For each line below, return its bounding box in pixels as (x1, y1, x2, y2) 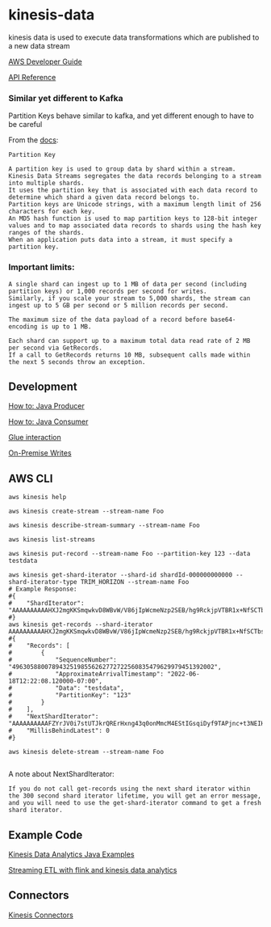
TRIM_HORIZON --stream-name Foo (80, 578, 190, 586)
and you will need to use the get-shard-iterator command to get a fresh (8, 799, 262, 807)
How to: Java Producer (8, 401, 85, 411)
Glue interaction (8, 433, 62, 442)
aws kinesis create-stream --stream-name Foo (8, 507, 164, 515)
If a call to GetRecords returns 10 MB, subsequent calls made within (8, 350, 251, 359)
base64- (210, 315, 236, 324)
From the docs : (8, 135, 59, 145)
